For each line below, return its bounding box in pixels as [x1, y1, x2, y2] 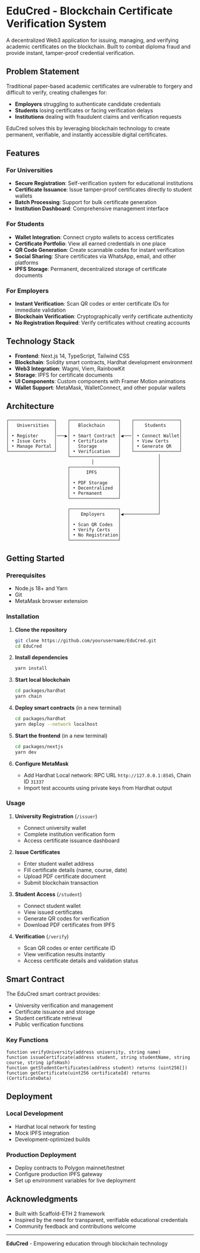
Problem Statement [6, 67, 80, 77]
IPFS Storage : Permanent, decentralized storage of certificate [14, 265, 167, 272]
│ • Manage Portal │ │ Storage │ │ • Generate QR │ [6, 443, 183, 449]
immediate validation [14, 306, 66, 314]
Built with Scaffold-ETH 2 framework [14, 1210, 105, 1217]
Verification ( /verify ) [14, 932, 69, 940]
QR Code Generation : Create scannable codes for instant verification [14, 246, 185, 253]
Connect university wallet [23, 824, 86, 831]
